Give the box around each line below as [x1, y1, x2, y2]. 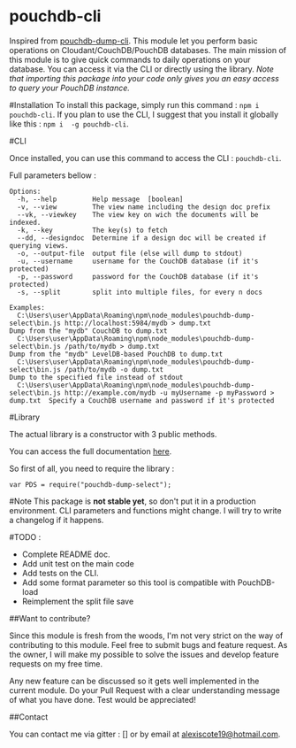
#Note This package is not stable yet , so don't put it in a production [9, 496, 256, 506]
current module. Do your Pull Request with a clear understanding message [9, 684, 281, 696]
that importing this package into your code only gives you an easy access [9, 73, 280, 83]
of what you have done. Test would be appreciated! [9, 694, 196, 705]
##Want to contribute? [9, 613, 91, 623]
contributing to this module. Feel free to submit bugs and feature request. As [9, 639, 288, 650]
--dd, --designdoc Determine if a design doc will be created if [17, 233, 267, 243]
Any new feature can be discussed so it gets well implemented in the [9, 675, 260, 686]
